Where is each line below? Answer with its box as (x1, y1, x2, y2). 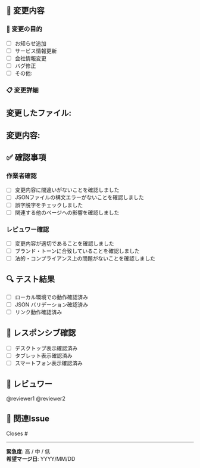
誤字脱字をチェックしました (14, 202, 83, 209)
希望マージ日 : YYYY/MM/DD (6, 455, 76, 462)
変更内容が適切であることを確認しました (14, 240, 114, 247)
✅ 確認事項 (6, 153, 46, 163)
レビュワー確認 (6, 225, 49, 234)
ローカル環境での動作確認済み (14, 293, 88, 300)
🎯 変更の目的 (6, 25, 43, 33)
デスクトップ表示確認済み (14, 345, 78, 352)
